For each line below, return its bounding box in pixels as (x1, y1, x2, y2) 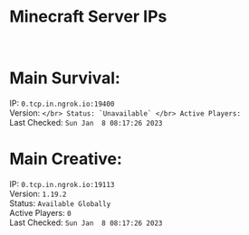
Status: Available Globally (9, 197, 111, 209)
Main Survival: (9, 68, 120, 89)
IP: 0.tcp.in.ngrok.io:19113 (9, 178, 115, 189)
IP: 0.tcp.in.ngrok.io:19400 (9, 98, 115, 108)
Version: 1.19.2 (9, 188, 67, 199)
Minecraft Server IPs (9, 6, 168, 27)
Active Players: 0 (9, 207, 72, 218)
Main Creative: (9, 149, 122, 169)
